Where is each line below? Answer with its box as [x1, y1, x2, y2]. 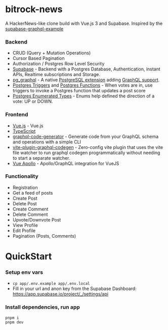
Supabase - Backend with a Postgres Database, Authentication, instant [12, 66, 160, 72]
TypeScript [12, 128, 36, 134]
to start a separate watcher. [12, 155, 70, 161]
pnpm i [5, 315, 19, 320]
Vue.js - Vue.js [12, 123, 44, 129]
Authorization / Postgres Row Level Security [12, 61, 105, 67]
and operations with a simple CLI [12, 138, 81, 145]
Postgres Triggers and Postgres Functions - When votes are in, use [12, 82, 153, 88]
